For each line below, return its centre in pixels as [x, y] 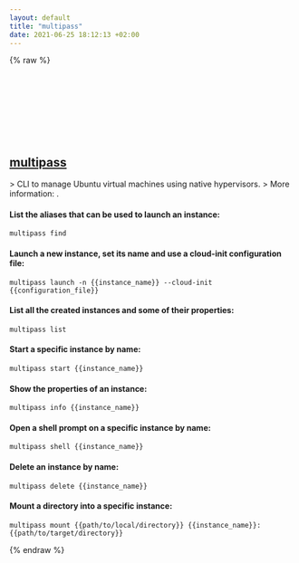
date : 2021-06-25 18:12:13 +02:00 [75, 34]
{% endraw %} [37, 549]
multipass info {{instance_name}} [75, 408]
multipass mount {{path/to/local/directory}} [96, 525]
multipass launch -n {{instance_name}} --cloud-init [111, 282]
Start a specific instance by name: [75, 349]
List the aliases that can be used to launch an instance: [115, 215]
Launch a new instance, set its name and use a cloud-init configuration [146, 253]
